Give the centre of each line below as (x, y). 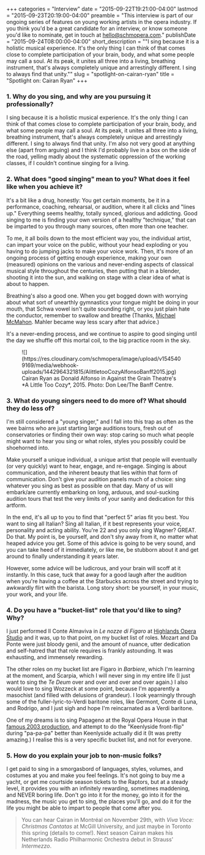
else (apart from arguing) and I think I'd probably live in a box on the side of (102, 150)
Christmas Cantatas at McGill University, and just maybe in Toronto (106, 826)
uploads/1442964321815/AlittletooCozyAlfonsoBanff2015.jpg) (99, 371)
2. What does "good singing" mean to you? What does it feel (98, 179)
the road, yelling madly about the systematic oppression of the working (96, 157)
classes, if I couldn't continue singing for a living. (68, 163)
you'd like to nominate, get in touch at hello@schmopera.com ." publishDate (101, 35)
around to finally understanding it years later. (63, 556)
